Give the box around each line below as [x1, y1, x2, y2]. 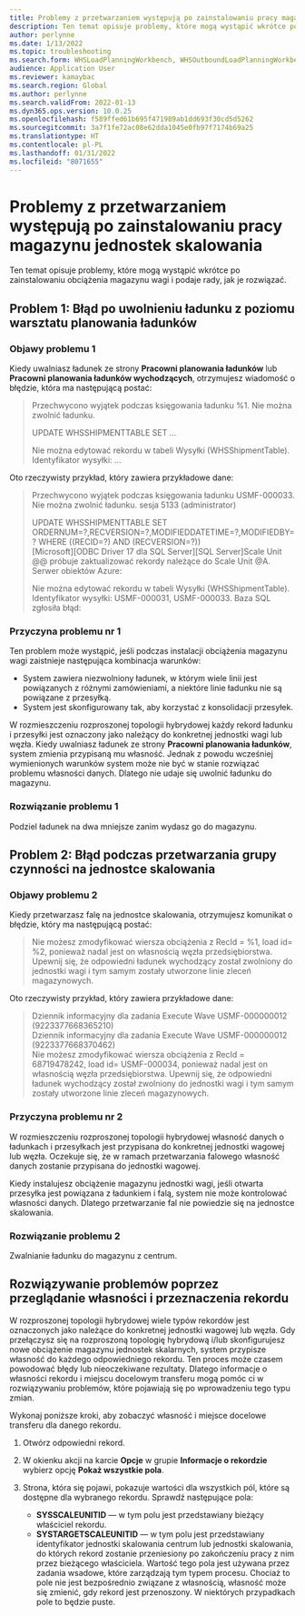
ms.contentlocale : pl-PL [9, 140, 103, 149]
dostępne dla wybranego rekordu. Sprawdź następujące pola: [22, 1491, 254, 1502]
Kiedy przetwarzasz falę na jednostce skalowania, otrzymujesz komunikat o [9, 909, 293, 920]
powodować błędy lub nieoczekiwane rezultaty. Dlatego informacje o [9, 1363, 268, 1374]
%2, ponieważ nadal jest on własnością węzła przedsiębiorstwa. [31, 947, 273, 958]
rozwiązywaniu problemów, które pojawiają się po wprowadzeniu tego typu [9, 1382, 290, 1393]
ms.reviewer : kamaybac [9, 73, 95, 82]
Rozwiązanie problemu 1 [9, 800, 119, 813]
